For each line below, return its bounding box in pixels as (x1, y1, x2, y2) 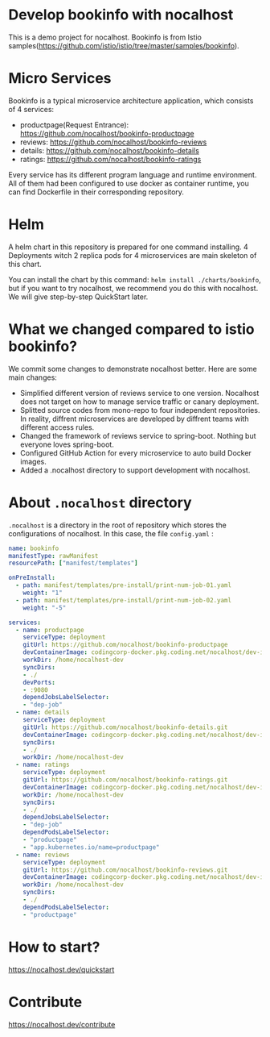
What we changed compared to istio (8, 320, 255, 338)
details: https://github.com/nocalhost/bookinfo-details (19, 145, 199, 155)
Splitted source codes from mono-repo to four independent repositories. (19, 405, 260, 414)
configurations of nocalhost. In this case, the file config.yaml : (8, 528, 215, 538)
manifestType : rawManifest (8, 552, 99, 560)
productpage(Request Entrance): (19, 119, 129, 130)
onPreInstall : (8, 574, 56, 582)
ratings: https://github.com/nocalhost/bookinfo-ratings (19, 154, 202, 164)
